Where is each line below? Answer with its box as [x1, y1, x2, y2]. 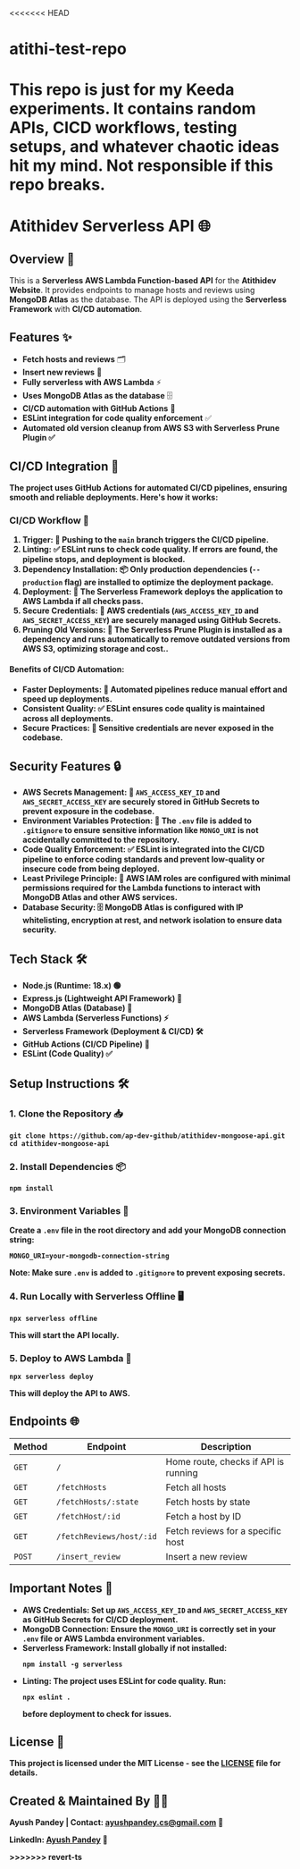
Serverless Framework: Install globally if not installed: [21, 1642, 228, 1653]
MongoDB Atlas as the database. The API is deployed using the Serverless [9, 294, 287, 305]
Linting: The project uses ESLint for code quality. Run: [21, 1675, 227, 1686]
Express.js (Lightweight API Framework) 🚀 [21, 993, 183, 1004]
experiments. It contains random [9, 98, 256, 119]
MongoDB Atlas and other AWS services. [21, 892, 179, 903]
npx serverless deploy [9, 1372, 94, 1381]
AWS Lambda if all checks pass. [21, 596, 145, 607]
